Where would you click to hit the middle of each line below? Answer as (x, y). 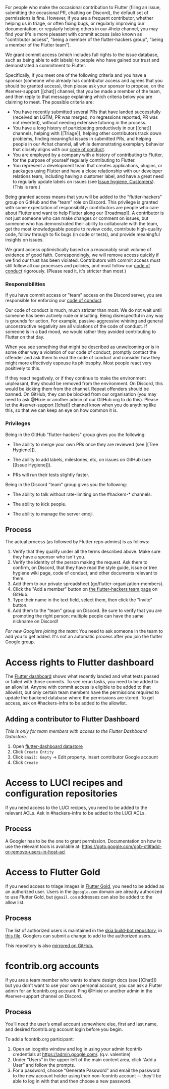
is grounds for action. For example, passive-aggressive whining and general (84, 321)
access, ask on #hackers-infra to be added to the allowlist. (66, 703)
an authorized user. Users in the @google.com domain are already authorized (84, 891)
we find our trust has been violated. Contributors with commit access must (83, 260)
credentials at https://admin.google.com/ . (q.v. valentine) (72, 1054)
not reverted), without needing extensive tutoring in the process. (79, 123)
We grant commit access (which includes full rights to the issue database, (82, 55)
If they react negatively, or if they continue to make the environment (76, 378)
